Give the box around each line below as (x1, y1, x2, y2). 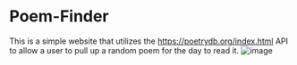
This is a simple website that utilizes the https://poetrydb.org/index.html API (9, 36, 289, 46)
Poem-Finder (9, 6, 109, 27)
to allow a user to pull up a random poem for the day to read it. (9, 45, 240, 55)
